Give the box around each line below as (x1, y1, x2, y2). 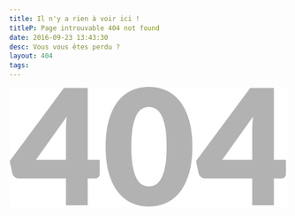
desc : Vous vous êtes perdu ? (9, 42, 121, 51)
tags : (9, 61, 29, 70)
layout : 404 (9, 51, 53, 61)
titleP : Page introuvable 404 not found (9, 23, 161, 33)
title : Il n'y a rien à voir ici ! (9, 14, 140, 23)
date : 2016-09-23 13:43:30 (9, 33, 109, 42)
